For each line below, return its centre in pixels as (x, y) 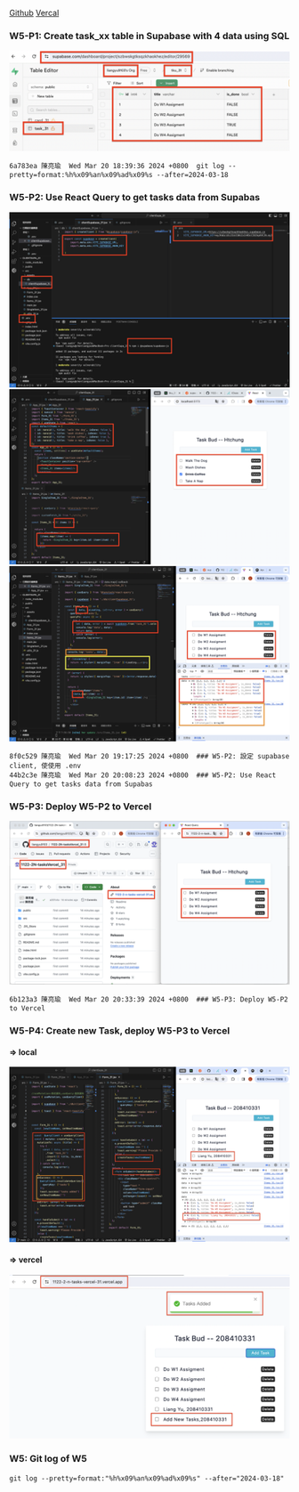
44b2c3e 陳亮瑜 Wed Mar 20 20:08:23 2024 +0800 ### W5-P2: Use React (143, 775)
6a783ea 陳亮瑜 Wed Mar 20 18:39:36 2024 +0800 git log (117, 166)
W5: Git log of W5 (48, 1459)
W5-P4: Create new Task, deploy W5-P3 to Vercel (120, 1031)
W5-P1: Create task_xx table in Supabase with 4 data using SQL (149, 36)
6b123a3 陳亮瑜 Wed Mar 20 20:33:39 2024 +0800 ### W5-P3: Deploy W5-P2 (149, 1000)
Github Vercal (34, 13)
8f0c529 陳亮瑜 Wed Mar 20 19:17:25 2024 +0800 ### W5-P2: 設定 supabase (149, 756)
